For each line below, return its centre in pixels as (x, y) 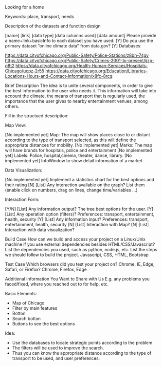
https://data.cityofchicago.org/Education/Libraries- (97, 71)
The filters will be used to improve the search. (58, 348)
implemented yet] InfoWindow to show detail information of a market (74, 161)
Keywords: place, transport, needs (40, 16)
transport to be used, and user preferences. (56, 358)
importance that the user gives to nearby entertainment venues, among (77, 101)
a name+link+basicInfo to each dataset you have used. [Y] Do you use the (79, 41)
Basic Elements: (21, 293)
